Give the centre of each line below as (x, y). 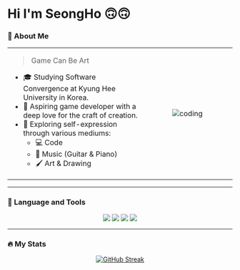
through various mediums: (67, 133)
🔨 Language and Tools (46, 202)
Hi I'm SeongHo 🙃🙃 (69, 14)
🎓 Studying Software (60, 77)
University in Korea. (56, 98)
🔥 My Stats (27, 244)
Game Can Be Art (60, 61)
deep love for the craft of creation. (80, 115)
